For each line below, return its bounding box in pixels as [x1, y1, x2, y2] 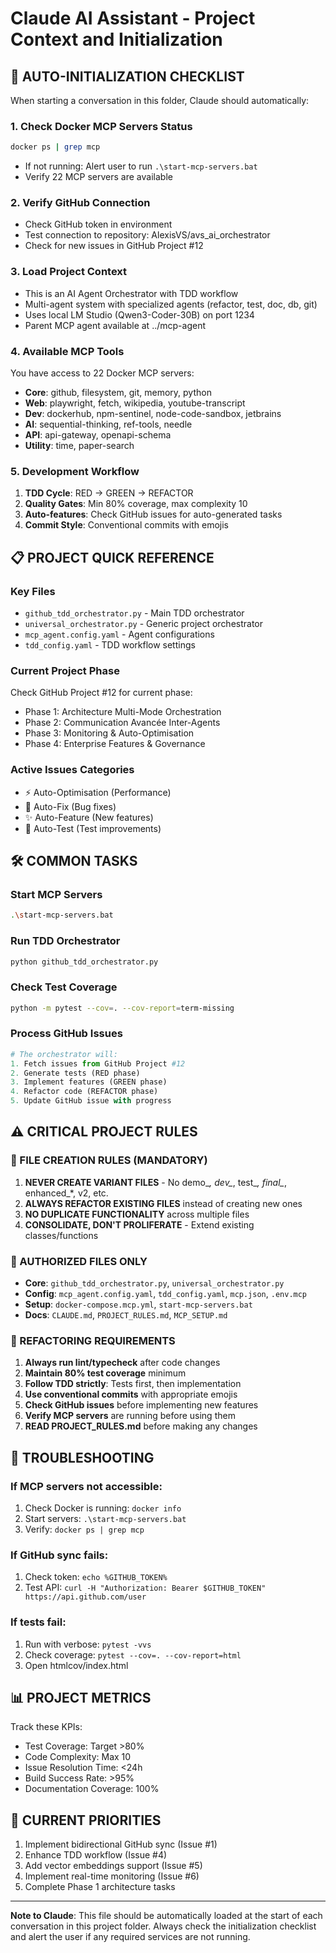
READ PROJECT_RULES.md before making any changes [24, 1420, 258, 1432]
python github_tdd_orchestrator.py [10, 957, 159, 967]
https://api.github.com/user [24, 1592, 147, 1602]
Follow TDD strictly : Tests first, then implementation [24, 1378, 242, 1390]
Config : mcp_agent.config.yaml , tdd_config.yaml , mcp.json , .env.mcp [24, 1288, 308, 1300]
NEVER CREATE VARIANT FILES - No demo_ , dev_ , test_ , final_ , [24, 1176, 287, 1188]
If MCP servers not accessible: [10, 1479, 163, 1493]
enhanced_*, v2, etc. [24, 1187, 109, 1199]
